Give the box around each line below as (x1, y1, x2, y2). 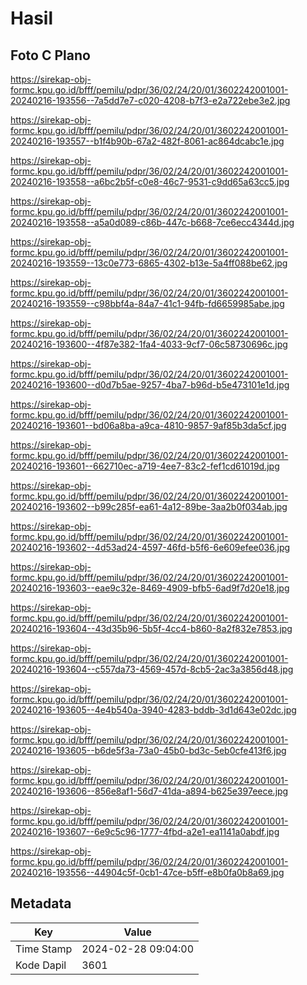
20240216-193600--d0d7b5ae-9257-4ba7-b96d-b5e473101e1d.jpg (10, 379, 290, 391)
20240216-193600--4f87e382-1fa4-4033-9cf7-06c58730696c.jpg (10, 338, 288, 350)
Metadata (10, 895, 72, 912)
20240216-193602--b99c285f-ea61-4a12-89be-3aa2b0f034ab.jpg (10, 501, 288, 512)
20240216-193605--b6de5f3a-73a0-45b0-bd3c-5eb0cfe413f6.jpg (10, 745, 287, 756)
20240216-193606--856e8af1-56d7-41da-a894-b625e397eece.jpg (10, 785, 289, 797)
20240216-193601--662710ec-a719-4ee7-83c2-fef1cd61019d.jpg (10, 460, 280, 472)
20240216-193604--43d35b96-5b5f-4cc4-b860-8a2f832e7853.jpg (10, 623, 293, 634)
